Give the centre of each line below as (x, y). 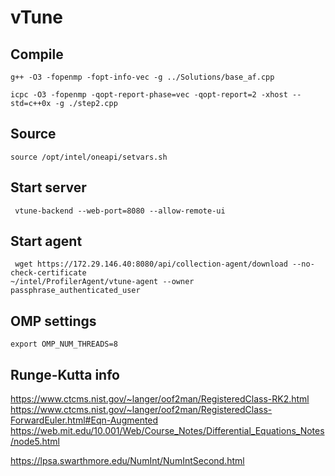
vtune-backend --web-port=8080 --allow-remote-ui (120, 211)
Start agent (46, 241)
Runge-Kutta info (65, 374)
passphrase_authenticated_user (75, 291)
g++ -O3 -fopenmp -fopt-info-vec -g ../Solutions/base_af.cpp (142, 77)
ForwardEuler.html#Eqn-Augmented (84, 420)
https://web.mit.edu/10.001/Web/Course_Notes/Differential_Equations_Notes (167, 431)
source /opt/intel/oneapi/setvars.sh (89, 157)
